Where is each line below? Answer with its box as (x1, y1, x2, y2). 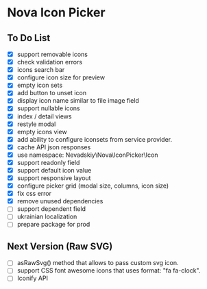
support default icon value (16, 166, 92, 174)
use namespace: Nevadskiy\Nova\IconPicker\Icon (16, 151, 158, 159)
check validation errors (16, 58, 83, 66)
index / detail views (16, 112, 72, 121)
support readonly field (16, 158, 80, 166)
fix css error (16, 190, 52, 198)
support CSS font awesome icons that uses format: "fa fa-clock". (16, 266, 201, 275)
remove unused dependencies (16, 197, 103, 205)
